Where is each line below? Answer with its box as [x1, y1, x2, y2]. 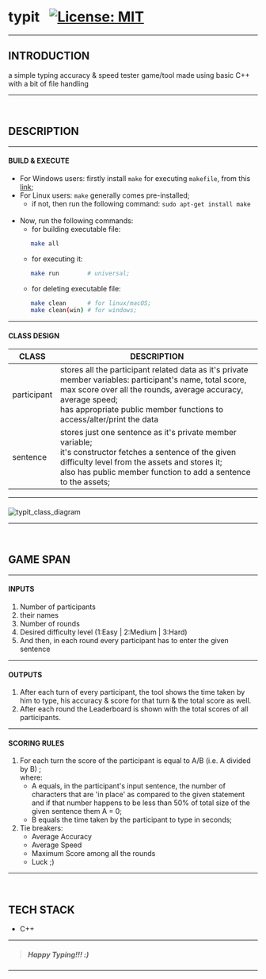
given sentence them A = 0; [31, 807, 123, 816]
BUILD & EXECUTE [8, 156, 70, 166]
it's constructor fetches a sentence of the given [59, 447, 237, 458]
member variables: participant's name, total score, [59, 374, 247, 385]
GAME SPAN [8, 553, 71, 567]
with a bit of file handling [8, 79, 89, 88]
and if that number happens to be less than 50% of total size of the [31, 798, 251, 807]
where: [19, 773, 43, 782]
